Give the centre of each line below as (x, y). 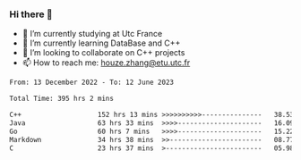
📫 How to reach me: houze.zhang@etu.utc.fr (106, 63)
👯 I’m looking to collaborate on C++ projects (103, 53)
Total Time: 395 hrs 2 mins (62, 99)
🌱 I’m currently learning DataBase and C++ (101, 43)
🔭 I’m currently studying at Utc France (92, 34)
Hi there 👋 (31, 14)
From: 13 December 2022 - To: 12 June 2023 (92, 83)
